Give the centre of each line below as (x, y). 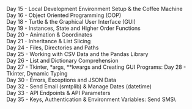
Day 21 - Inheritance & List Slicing (49, 41)
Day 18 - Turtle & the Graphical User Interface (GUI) (71, 22)
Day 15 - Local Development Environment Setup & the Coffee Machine (94, 9)
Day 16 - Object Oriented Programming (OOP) (64, 15)
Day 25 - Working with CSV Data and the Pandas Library (77, 54)
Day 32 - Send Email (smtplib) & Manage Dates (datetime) (79, 86)
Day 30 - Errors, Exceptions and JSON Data (61, 80)
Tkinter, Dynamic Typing (37, 73)
